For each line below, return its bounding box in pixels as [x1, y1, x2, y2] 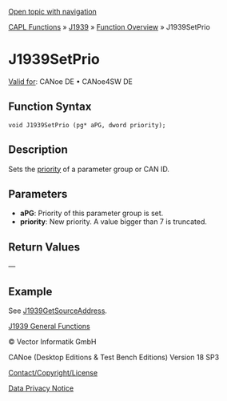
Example [8, 284, 53, 299]
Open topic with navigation [8, 7, 98, 16]
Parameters [8, 187, 68, 201]
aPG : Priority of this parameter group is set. [19, 208, 164, 219]
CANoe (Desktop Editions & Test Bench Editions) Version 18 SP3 [8, 352, 220, 362]
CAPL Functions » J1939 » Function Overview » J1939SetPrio [8, 22, 210, 31]
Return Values [8, 240, 81, 254]
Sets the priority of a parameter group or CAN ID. [8, 164, 170, 174]
